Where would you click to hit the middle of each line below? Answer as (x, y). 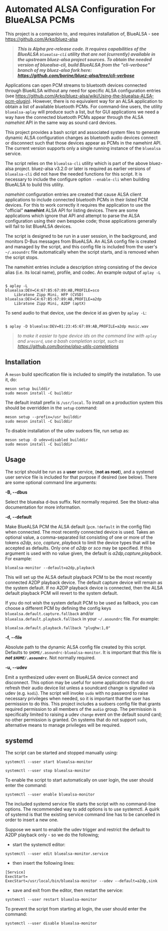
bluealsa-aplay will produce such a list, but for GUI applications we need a (82, 112)
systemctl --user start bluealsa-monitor (49, 762)
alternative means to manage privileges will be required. (63, 725)
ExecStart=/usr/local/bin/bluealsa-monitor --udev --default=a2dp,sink (81, 881)
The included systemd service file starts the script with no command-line (80, 804)
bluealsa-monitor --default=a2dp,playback (50, 568)
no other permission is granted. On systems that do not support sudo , (76, 720)
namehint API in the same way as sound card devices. (61, 122)
